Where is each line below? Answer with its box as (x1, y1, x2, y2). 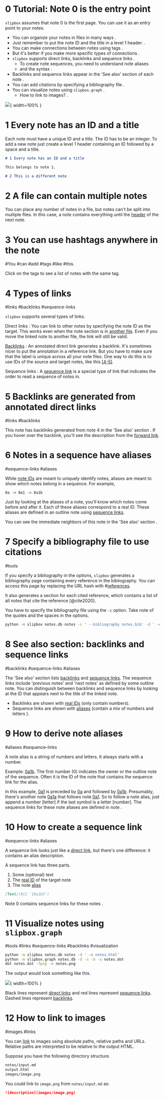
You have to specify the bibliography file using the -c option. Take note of (5, 607, 154, 613)
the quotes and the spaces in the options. (5, 612, 89, 619)
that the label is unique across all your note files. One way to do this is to (5, 354, 152, 360)
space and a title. (5, 146, 40, 152)
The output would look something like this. (5, 970, 91, 976)
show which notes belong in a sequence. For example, (5, 481, 115, 487)
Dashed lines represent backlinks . (5, 995, 74, 1001)
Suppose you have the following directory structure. (5, 1053, 110, 1059)
